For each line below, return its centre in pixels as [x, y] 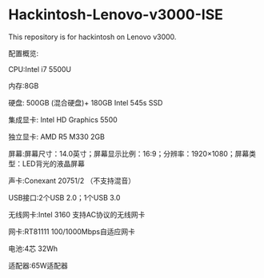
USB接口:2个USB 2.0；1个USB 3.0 [64, 197]
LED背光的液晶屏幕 [54, 163]
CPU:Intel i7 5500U [40, 69]
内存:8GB [24, 85]
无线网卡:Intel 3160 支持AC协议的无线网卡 [77, 214]
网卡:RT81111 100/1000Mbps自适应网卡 [72, 231]
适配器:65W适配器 [38, 265]
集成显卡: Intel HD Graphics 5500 [63, 119]
